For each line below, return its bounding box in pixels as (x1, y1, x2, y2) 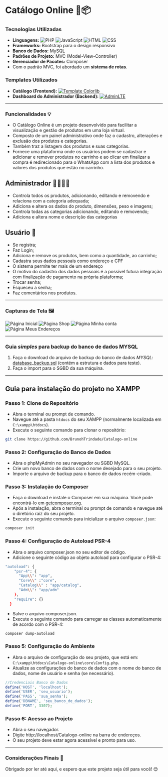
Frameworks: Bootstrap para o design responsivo (12, 43, 115, 49)
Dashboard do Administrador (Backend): (12, 93, 99, 99)
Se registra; (12, 242, 36, 248)
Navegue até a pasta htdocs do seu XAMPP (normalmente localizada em (12, 416, 161, 422)
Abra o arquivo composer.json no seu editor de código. (12, 549, 126, 555)
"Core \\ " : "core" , (18, 578, 57, 583)
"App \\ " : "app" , (18, 574, 52, 579)
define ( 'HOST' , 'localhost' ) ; (5, 685, 68, 690)
